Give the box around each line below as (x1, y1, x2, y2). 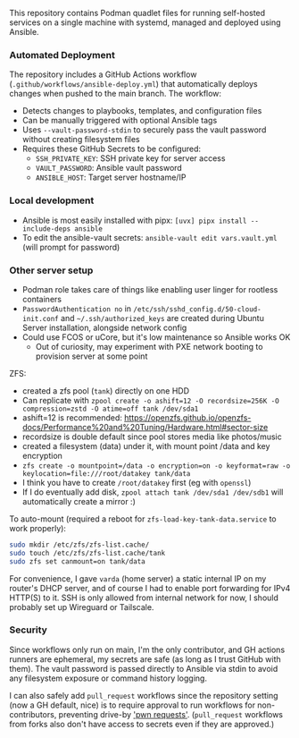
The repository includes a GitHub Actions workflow (9, 69, 197, 80)
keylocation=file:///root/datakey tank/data (21, 469, 191, 478)
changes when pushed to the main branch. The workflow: (9, 89, 221, 99)
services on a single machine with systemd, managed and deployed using (9, 17, 281, 28)
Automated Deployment (9, 48, 116, 61)
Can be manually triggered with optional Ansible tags (21, 115, 218, 126)
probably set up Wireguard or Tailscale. (9, 601, 154, 612)
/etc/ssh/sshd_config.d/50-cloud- (133, 304, 262, 314)
